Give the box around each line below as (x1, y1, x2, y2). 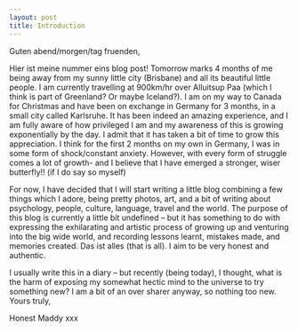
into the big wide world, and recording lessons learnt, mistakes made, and (9, 231, 280, 241)
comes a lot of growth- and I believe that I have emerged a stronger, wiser (9, 157, 281, 168)
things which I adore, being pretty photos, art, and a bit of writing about (9, 193, 271, 204)
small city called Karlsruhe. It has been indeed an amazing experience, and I (9, 110, 289, 121)
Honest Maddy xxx (9, 312, 78, 323)
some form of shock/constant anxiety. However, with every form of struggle (9, 147, 287, 158)
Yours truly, (9, 295, 52, 306)
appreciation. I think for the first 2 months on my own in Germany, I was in (9, 138, 280, 149)
